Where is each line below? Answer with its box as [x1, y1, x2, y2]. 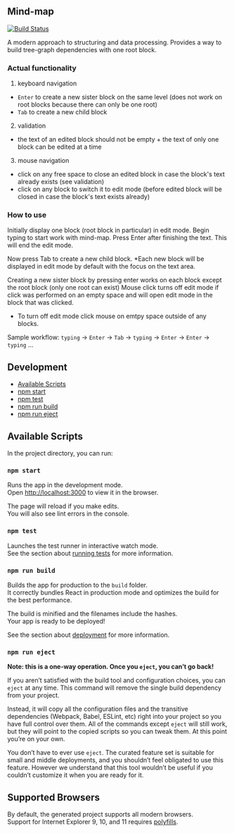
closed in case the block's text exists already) [17, 193, 150, 201]
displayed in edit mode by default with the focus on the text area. [7, 262, 195, 271]
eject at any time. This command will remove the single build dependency [7, 683, 222, 692]
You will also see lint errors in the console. [7, 509, 130, 518]
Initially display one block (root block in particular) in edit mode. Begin [7, 226, 209, 235]
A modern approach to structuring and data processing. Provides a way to [7, 38, 222, 47]
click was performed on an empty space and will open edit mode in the [7, 291, 213, 299]
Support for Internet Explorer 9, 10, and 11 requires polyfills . [7, 817, 178, 826]
